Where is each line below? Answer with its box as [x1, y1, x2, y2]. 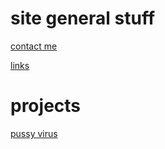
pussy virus [10, 127, 58, 139]
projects [10, 95, 82, 117]
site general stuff [10, 7, 156, 30]
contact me [10, 40, 58, 52]
